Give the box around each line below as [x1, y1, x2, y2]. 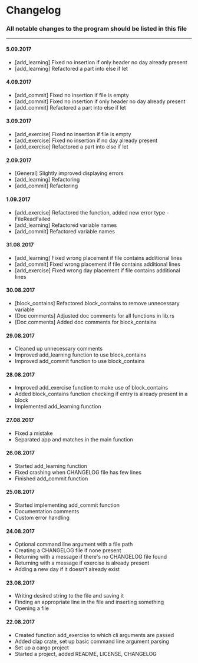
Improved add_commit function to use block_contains [14, 358, 145, 365]
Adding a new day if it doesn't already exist [14, 566, 120, 573]
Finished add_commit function [14, 475, 88, 482]
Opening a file [14, 605, 49, 612]
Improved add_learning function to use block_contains [14, 351, 147, 358]
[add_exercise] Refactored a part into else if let [14, 143, 128, 150]
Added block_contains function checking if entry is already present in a [14, 390, 188, 398]
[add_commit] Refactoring [14, 182, 78, 189]
